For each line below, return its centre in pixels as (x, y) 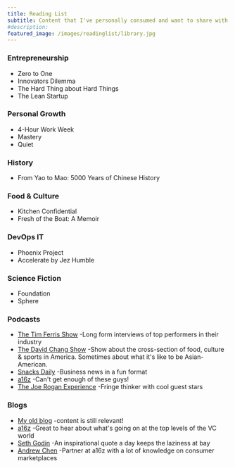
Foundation (34, 293)
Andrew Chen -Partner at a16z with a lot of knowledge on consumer (116, 450)
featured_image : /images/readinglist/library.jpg (82, 33)
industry (30, 342)
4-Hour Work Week (46, 129)
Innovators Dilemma (46, 81)
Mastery (30, 137)
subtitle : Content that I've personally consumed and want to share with (118, 20)
